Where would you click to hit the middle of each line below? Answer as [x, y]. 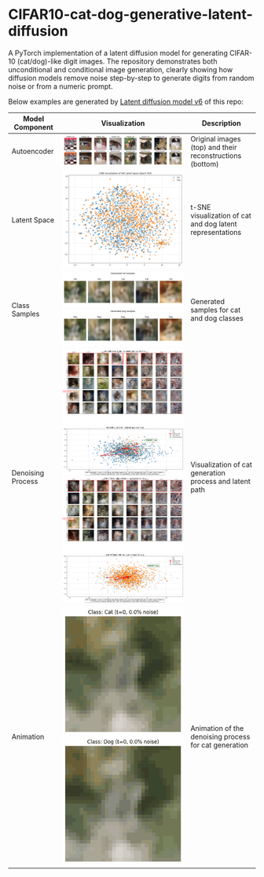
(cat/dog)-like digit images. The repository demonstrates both [117, 61]
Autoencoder [33, 152]
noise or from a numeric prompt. [60, 86]
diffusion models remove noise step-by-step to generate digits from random [131, 78]
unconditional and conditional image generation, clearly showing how [121, 69]
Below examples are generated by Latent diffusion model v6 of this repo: [126, 101]
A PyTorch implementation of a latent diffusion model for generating [118, 53]
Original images [216, 138]
